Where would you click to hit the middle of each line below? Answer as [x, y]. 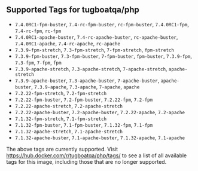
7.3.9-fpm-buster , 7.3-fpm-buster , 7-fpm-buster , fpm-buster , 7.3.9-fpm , [103, 56]
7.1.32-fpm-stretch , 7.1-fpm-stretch [61, 118]
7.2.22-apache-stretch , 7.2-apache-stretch [68, 106]
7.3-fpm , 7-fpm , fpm [38, 62]
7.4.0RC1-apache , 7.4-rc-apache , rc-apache [68, 43]
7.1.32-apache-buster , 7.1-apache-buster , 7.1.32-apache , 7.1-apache [100, 138]
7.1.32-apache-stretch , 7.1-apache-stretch [68, 131]
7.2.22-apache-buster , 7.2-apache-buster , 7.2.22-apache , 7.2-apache [100, 112]
